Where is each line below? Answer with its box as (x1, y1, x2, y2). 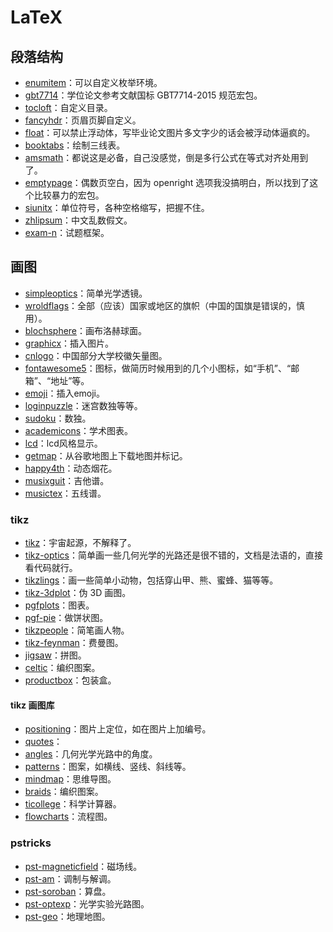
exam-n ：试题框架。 (24, 227, 110, 238)
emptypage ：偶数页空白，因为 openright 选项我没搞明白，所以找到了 (24, 177, 310, 188)
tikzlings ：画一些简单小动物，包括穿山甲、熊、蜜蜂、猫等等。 (24, 574, 279, 586)
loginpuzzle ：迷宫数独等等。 (24, 399, 143, 411)
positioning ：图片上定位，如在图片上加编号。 (24, 723, 212, 735)
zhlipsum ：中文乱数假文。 (24, 214, 133, 226)
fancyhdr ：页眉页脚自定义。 (24, 114, 142, 126)
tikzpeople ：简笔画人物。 (24, 624, 130, 636)
